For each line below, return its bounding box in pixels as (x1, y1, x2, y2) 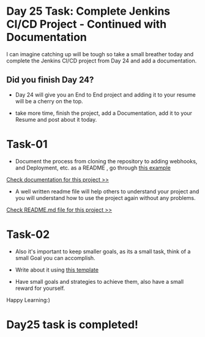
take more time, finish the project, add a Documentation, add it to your (15, 109, 193, 117)
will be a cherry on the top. (15, 97, 84, 105)
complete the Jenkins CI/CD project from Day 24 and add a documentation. (6, 57, 197, 64)
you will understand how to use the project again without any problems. (15, 194, 196, 201)
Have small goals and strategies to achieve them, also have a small (15, 278, 184, 285)
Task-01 (6, 137, 48, 151)
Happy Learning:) (6, 296, 51, 303)
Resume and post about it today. (15, 116, 97, 123)
